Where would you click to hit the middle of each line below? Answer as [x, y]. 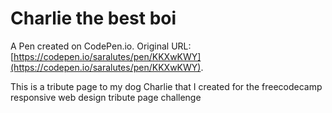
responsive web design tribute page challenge [106, 97]
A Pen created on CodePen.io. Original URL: [101, 46]
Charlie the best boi [93, 18]
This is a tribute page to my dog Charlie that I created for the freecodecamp [166, 86]
